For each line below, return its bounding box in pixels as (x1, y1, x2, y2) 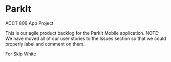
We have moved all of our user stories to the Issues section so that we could (5, 35, 166, 42)
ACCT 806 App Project (5, 20, 54, 26)
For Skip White (5, 51, 36, 57)
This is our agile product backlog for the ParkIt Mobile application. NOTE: (5, 30, 160, 36)
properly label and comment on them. (5, 40, 85, 47)
